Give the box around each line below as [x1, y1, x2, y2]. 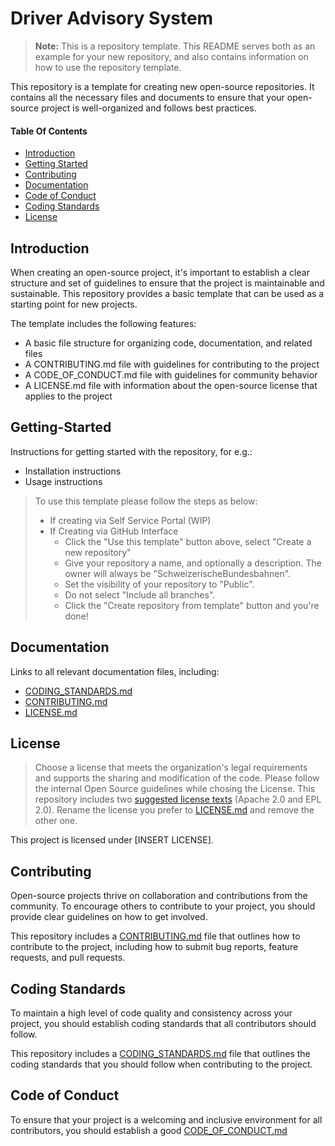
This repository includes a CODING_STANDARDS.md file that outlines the [10, 1048, 311, 1060]
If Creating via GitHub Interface [49, 525, 179, 537]
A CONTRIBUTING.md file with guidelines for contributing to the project [24, 358, 320, 370]
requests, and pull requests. [10, 952, 126, 964]
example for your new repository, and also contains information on [34, 50, 309, 62]
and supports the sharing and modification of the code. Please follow [34, 772, 320, 784]
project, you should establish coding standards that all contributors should [10, 1018, 317, 1030]
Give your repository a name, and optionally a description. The [64, 557, 322, 569]
